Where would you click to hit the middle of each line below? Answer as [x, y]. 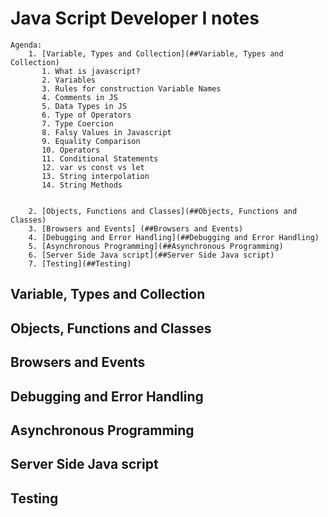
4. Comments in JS [79, 97]
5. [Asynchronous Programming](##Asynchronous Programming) [156, 246]
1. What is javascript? [91, 71]
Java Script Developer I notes [135, 18]
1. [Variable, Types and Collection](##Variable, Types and [156, 53]
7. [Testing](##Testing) [80, 263]
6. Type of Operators [86, 115]
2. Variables [69, 80]
